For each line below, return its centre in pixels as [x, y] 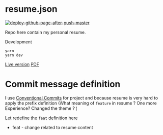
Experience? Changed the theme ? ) [41, 108]
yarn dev [14, 55]
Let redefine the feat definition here [41, 118]
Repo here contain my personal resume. [45, 32]
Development [19, 42]
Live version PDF [22, 64]
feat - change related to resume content [53, 127]
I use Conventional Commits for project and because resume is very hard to [81, 98]
